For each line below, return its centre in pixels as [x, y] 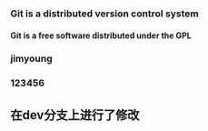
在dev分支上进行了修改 [75, 115]
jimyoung [31, 59]
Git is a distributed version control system [104, 14]
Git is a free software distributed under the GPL [101, 35]
